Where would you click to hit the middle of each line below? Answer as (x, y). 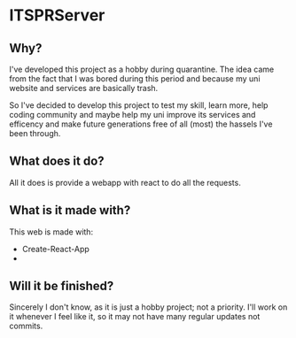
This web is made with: (51, 232)
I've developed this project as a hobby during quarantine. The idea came (142, 69)
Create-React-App (56, 249)
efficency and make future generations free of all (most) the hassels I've (141, 124)
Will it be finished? (62, 286)
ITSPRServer (57, 15)
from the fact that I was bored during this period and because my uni (135, 79)
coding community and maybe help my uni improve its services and (132, 115)
